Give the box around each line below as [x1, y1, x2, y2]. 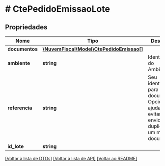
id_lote [7, 143, 24, 150]
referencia [7, 104, 32, 111]
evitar [148, 111, 161, 117]
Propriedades [5, 23, 48, 31]
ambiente [7, 60, 30, 67]
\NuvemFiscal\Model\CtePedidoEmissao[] [42, 46, 143, 52]
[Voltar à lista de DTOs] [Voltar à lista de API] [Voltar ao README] [5, 156, 137, 161]
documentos [7, 46, 38, 52]
